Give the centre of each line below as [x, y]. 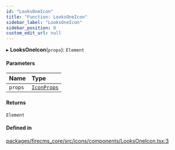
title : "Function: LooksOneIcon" [47, 17]
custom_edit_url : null [34, 33]
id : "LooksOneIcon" [30, 11]
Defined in [19, 128]
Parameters [20, 63]
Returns [16, 102]
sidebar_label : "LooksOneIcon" [44, 22]
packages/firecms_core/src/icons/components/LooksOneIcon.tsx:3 [88, 141]
